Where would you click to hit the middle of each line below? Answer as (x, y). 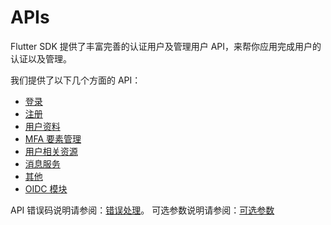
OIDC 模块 (46, 188)
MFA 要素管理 (53, 138)
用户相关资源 (51, 151)
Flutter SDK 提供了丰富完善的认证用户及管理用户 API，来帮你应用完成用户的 (166, 46)
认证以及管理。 (41, 58)
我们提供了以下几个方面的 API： (76, 80)
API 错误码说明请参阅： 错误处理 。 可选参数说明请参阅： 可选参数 (142, 210)
